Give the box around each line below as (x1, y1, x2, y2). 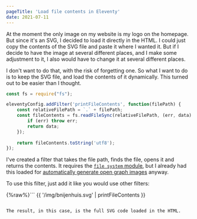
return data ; (27, 123, 60, 129)
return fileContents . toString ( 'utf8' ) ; (17, 140, 115, 146)
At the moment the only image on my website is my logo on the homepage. (6, 30, 189, 37)
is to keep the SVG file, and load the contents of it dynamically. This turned (6, 73, 188, 80)
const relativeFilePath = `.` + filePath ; (17, 107, 123, 113)
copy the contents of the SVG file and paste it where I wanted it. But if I (6, 43, 179, 50)
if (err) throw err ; (27, 118, 78, 124)
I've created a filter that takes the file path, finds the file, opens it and (6, 156, 175, 163)
